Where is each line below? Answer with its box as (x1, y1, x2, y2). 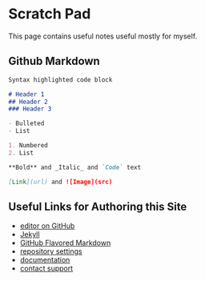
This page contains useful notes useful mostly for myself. (8, 31, 198, 41)
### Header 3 (8, 105, 52, 113)
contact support (19, 263, 74, 273)
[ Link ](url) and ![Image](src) (8, 178, 113, 186)
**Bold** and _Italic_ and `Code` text (8, 163, 142, 171)
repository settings (19, 247, 82, 256)
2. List (8, 149, 34, 157)
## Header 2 (8, 98, 48, 106)
